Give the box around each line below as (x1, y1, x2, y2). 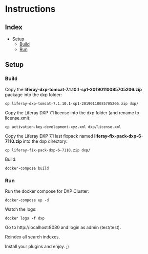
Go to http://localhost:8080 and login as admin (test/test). (5, 224, 121, 230)
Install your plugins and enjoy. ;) (5, 243, 69, 249)
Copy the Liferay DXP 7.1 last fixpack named (5, 133, 94, 139)
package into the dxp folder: (5, 92, 62, 98)
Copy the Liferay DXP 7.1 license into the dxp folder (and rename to (5, 109, 139, 116)
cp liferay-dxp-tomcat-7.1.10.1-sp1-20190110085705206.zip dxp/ (5, 101, 139, 106)
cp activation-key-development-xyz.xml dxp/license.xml (5, 124, 121, 129)
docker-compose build (5, 166, 49, 171)
